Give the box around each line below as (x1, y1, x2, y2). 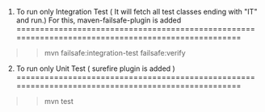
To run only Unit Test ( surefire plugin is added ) (15, 64, 175, 73)
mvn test (44, 97, 74, 106)
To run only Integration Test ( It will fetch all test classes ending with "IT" (15, 7, 258, 16)
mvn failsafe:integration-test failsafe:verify (44, 48, 186, 57)
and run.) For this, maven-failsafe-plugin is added (15, 15, 182, 25)
